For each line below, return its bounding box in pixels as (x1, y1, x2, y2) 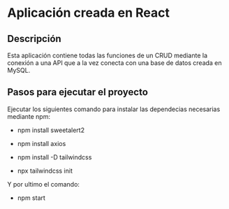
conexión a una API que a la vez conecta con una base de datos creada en (7, 59, 222, 67)
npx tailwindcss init (17, 166, 73, 175)
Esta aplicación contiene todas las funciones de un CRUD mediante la (7, 51, 208, 59)
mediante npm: (7, 112, 51, 120)
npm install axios (17, 139, 66, 147)
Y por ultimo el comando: (7, 180, 80, 188)
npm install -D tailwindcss (17, 152, 92, 161)
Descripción (7, 33, 61, 45)
